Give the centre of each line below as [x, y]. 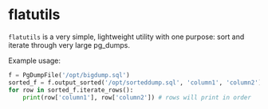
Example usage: [35, 60]
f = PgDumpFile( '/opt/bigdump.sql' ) [69, 75]
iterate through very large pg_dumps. [69, 45]
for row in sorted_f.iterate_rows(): [71, 90]
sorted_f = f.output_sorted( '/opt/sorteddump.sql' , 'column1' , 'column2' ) [135, 82]
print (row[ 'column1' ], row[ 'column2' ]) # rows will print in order [137, 97]
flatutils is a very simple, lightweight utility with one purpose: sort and [126, 37]
